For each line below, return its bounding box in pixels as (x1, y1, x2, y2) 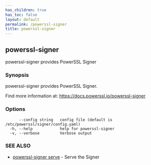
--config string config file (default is (18, 117, 113, 122)
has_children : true (5, 7, 47, 13)
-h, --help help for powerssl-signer (10, 126, 115, 131)
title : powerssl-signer (5, 26, 56, 32)
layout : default (5, 17, 40, 22)
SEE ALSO (5, 142, 31, 149)
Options (5, 105, 25, 113)
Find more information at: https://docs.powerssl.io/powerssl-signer (5, 93, 146, 99)
